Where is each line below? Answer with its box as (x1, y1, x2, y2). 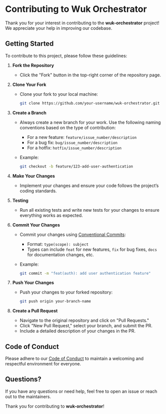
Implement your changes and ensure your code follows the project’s (19, 182, 159, 188)
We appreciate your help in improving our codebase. (5, 25, 112, 31)
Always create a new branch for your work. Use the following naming (19, 119, 161, 125)
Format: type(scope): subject (27, 241, 89, 247)
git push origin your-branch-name (19, 299, 91, 304)
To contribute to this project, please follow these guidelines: (5, 53, 127, 59)
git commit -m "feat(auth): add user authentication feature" (19, 271, 151, 276)
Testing (12, 197, 29, 203)
